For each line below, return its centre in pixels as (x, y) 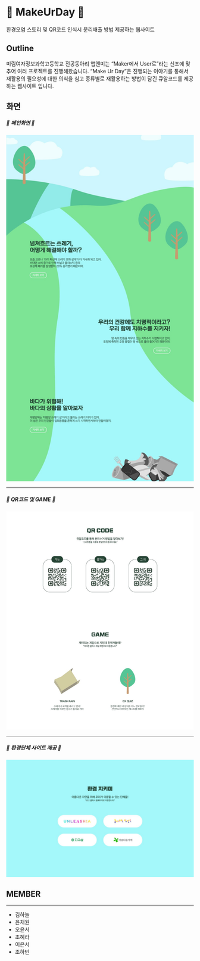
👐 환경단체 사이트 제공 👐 (34, 748)
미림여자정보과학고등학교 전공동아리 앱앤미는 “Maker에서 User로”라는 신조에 (95, 63)
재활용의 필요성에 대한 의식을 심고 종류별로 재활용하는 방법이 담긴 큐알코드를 (94, 78)
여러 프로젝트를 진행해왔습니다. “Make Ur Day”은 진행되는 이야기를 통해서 (103, 71)
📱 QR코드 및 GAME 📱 (31, 499)
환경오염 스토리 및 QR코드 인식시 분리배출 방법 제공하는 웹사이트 (80, 29)
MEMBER (24, 894)
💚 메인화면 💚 (21, 123)
